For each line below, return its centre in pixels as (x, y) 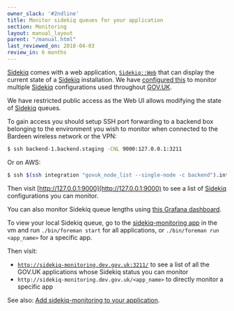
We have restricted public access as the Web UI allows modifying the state (114, 100)
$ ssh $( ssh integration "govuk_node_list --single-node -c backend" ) (112, 175)
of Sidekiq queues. (34, 108)
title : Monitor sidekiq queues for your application (85, 20)
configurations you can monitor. (53, 196)
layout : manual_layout (40, 33)
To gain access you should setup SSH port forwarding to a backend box (110, 121)
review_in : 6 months (37, 53)
